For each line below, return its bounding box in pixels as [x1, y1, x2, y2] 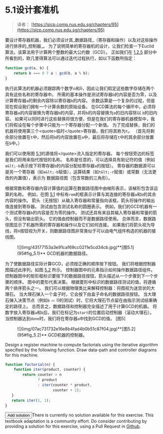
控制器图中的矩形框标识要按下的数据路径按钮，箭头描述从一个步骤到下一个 [5, 273, 154, 279]
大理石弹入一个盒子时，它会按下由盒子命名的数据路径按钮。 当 [23, 291, 148, 297]
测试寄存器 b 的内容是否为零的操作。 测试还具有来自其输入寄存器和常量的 [9, 209, 153, 215]
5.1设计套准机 [5, 4, 59, 16]
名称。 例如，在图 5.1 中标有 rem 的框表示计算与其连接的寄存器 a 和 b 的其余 [13, 191, 157, 197]
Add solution [7, 413, 30, 418]
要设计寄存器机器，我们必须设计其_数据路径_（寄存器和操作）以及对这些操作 [5, 37, 158, 43]
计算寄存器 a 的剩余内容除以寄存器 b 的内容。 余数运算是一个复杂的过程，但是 [5, 97, 155, 103]
